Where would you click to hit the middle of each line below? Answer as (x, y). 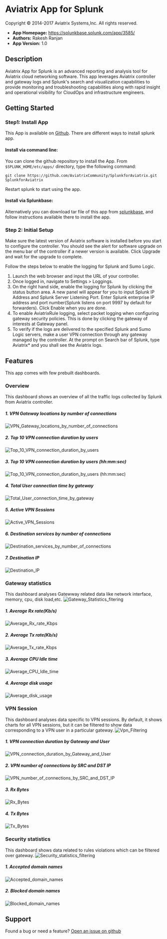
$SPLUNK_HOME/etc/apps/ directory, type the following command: (71, 166)
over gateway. (20, 855)
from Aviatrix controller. (29, 402)
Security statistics (28, 839)
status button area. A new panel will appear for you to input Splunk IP (83, 292)
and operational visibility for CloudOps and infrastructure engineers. (75, 92)
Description (24, 59)
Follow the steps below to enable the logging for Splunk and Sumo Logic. (80, 266)
